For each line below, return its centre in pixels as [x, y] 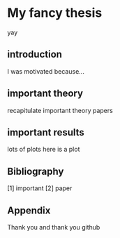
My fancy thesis [55, 13]
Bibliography [36, 171]
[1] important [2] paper [40, 188]
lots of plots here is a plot [44, 150]
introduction [35, 54]
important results [46, 132]
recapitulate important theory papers [60, 110]
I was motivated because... [46, 71]
